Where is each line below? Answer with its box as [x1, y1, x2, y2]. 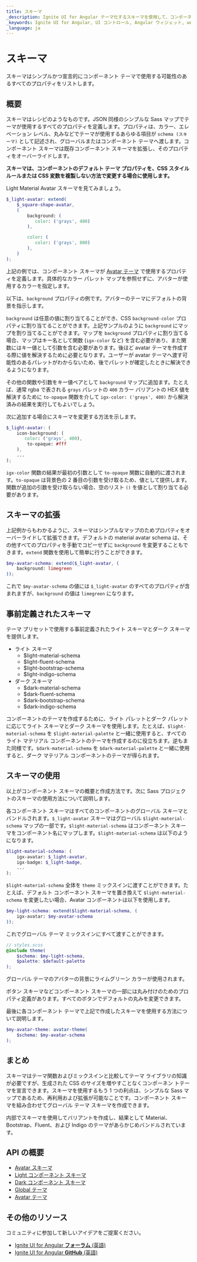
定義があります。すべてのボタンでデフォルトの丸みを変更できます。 [21, 995, 184, 1002]
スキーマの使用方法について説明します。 [16, 795, 114, 802]
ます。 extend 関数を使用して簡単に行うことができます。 [11, 548, 145, 555]
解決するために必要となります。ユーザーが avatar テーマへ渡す [31, 351, 183, 359]
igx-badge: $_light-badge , [16, 859, 83, 865]
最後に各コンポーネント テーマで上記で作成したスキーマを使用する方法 [6, 1007, 177, 1015]
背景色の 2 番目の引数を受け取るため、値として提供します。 [46, 476, 191, 483]
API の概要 [6, 1147, 45, 1158]
